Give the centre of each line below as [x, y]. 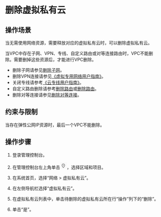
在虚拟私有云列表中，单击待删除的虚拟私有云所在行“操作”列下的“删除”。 [85, 199]
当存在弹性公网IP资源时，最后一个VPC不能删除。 [55, 125]
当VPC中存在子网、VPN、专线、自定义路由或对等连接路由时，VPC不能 [77, 53]
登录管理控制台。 [30, 155]
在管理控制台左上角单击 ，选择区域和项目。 [59, 167]
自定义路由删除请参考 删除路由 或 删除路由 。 [56, 89]
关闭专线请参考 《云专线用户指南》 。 [48, 82]
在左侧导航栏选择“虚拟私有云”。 [45, 188]
